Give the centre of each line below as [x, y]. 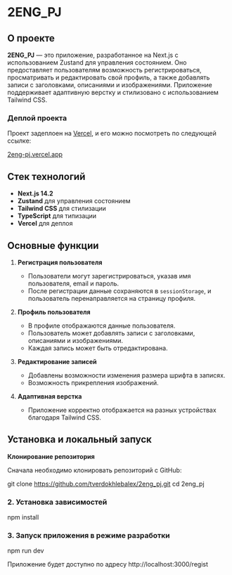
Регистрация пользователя [60, 262]
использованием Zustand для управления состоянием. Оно [97, 63]
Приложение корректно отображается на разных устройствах [122, 410]
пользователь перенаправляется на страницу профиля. [112, 298]
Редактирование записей [57, 361]
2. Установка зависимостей [57, 502]
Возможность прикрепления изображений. [93, 382]
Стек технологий [46, 176]
